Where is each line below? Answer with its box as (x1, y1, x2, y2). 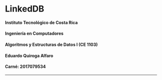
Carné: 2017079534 (5, 64, 46, 69)
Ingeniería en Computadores (5, 30, 64, 37)
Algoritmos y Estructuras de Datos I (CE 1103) (5, 41, 98, 47)
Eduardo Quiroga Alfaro (5, 53, 54, 58)
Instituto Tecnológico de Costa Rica (5, 19, 78, 25)
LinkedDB (5, 3, 44, 14)
